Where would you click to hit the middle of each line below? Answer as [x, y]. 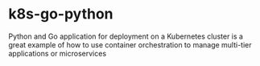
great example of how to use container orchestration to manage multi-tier [130, 44]
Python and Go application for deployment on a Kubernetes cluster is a [126, 36]
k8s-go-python [61, 14]
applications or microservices [58, 53]
